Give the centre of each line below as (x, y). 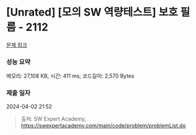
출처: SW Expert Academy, (53, 119)
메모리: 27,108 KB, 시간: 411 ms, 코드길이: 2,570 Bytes (70, 76)
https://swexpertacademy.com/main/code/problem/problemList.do (103, 125)
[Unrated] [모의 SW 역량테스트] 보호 (92, 12)
